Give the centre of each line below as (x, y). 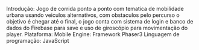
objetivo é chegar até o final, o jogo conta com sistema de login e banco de (100, 21)
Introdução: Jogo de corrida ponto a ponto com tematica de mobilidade (95, 9)
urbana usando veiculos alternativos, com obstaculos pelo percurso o (93, 15)
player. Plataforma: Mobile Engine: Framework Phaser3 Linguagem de (93, 34)
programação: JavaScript (38, 41)
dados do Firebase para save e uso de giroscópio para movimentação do (97, 28)
